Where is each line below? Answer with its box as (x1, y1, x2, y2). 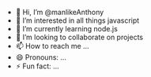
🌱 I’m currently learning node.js (15, 24, 119, 33)
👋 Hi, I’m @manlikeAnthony (15, 8, 104, 16)
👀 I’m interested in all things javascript (15, 16, 140, 25)
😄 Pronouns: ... (15, 53, 67, 62)
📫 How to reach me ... (15, 42, 89, 50)
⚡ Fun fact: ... (15, 61, 59, 71)
